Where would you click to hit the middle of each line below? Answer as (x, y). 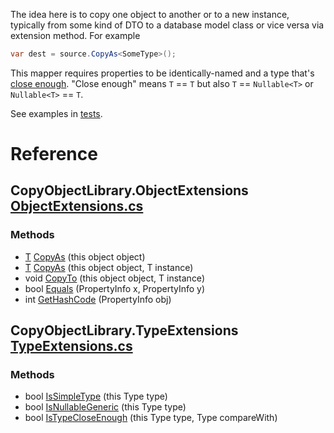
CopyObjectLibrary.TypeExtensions (124, 330)
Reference (54, 154)
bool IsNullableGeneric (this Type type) (105, 407)
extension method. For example (75, 35)
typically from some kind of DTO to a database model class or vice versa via (167, 25)
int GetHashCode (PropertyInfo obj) (98, 299)
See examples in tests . (56, 113)
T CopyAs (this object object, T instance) (109, 267)
